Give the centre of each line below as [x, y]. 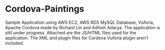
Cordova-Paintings [45, 9]
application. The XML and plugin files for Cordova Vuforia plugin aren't [77, 38]
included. [15, 43]
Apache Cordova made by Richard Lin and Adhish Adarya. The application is [82, 27]
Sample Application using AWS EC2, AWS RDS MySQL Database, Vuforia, [80, 22]
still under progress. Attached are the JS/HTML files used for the [71, 33]
